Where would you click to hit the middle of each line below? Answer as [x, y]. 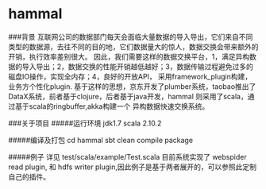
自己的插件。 [29, 176]
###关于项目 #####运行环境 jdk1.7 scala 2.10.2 [85, 123]
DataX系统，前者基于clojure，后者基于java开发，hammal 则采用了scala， [128, 96]
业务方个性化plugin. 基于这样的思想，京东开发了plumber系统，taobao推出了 [132, 86]
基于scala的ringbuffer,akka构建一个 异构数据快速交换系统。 [112, 106]
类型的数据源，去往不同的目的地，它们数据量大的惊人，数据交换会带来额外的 [133, 46]
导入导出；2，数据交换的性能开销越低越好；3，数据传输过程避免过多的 [138, 66]
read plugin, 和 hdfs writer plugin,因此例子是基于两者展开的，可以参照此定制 [132, 167]
